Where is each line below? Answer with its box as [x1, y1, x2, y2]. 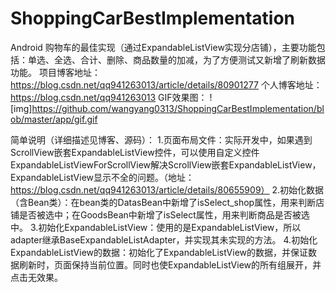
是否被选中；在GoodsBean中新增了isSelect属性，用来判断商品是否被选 [18, 208, 310, 221]
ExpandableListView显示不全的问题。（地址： [10, 171, 195, 183]
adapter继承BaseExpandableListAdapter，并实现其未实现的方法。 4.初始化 [10, 233, 318, 246]
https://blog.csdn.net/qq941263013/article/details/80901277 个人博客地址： [10, 78, 323, 91]
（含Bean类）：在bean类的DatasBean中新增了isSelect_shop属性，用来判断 [10, 196, 317, 208]
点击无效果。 [10, 271, 63, 283]
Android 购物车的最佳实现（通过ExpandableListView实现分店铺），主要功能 [10, 41, 317, 53]
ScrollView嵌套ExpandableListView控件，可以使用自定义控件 [10, 146, 260, 158]
